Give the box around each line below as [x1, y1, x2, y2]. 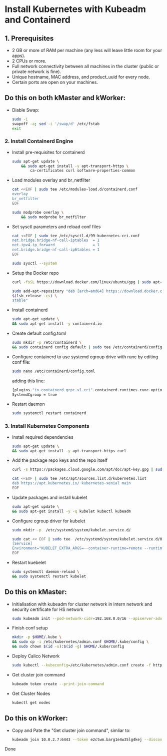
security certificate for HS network [11, 606, 83, 612]
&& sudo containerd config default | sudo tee [11, 344, 111, 350]
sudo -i [11, 117, 28, 122]
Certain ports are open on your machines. [11, 79, 98, 85]
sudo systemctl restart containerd [11, 411, 86, 416]
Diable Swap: [11, 107, 39, 113]
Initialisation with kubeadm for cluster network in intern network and [11, 601, 153, 607]
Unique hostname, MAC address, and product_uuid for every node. [11, 74, 150, 80]
